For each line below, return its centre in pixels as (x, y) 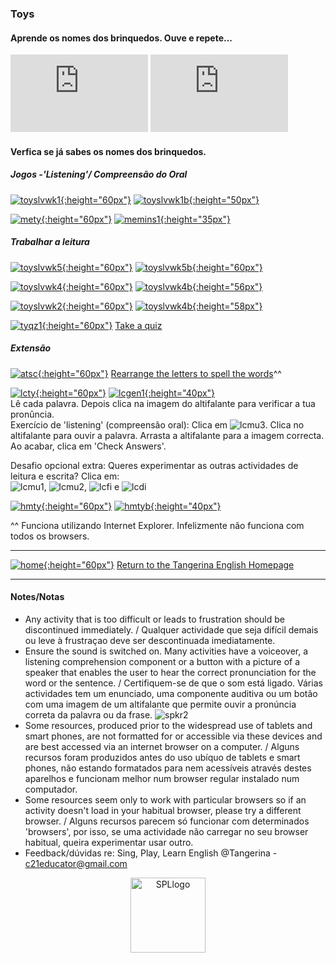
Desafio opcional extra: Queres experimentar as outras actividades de (154, 465)
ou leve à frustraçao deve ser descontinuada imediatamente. (150, 640)
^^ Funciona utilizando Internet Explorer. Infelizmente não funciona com (157, 525)
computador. (51, 789)
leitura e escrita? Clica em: (65, 476)
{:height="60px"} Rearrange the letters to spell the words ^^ (159, 373)
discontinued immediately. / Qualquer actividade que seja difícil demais (171, 629)
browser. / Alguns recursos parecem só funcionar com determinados (167, 821)
